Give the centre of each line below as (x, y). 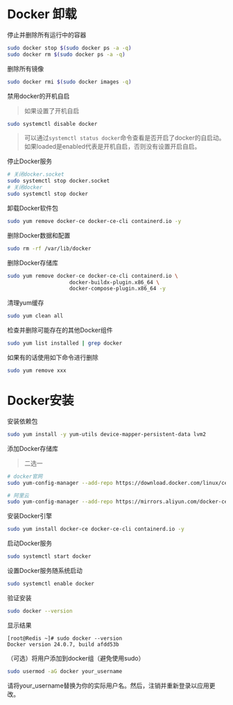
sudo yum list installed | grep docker (65, 343)
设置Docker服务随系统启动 (45, 571)
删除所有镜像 (25, 68)
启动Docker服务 (30, 543)
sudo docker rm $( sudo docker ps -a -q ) (67, 54)
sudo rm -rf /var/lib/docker (49, 248)
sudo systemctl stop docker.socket (59, 181)
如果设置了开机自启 (52, 110)
